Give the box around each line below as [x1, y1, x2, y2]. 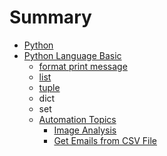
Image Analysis [53, 124, 117, 136]
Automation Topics [38, 113, 117, 125]
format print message [38, 60, 128, 72]
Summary [9, 6, 92, 29]
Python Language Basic [23, 49, 122, 61]
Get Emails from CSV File [53, 134, 157, 146]
